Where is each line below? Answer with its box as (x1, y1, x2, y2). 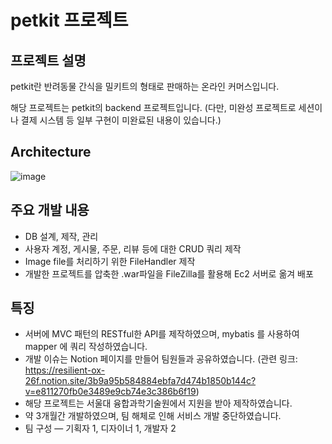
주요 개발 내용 (10, 202, 90, 219)
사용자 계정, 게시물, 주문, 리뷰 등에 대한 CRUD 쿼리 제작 (24, 242, 242, 255)
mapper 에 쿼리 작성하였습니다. (24, 341, 148, 353)
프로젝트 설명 (10, 52, 87, 69)
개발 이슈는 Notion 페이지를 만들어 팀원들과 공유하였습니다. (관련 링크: (24, 353, 298, 365)
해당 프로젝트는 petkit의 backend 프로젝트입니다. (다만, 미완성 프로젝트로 (10, 102, 297, 113)
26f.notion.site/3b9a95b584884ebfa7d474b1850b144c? (24, 375, 257, 387)
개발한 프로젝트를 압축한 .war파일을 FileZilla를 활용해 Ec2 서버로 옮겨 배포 (24, 267, 314, 280)
